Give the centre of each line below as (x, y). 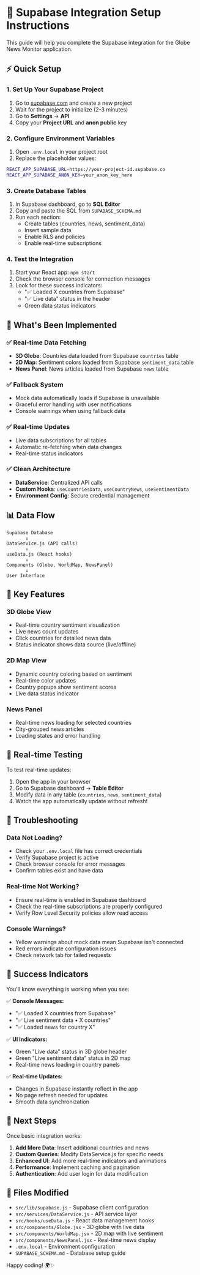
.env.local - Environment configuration (65, 1247)
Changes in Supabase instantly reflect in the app (76, 1088)
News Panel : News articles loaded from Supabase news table (92, 369)
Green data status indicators (60, 306)
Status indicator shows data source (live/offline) (76, 645)
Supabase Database (30, 532)
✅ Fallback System (35, 384)
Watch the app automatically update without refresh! (81, 801)
